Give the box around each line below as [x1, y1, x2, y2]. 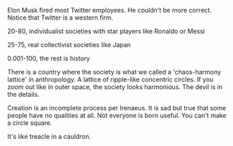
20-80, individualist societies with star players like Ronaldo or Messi [7, 27, 205, 35]
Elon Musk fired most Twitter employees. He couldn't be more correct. [7, 6, 212, 14]
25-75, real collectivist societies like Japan [7, 41, 131, 48]
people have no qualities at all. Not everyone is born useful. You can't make [7, 112, 227, 119]
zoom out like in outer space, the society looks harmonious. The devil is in [7, 83, 223, 91]
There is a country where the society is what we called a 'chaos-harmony [7, 68, 221, 76]
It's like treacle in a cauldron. [7, 133, 91, 140]
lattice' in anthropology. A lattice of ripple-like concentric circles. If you [7, 75, 214, 84]
